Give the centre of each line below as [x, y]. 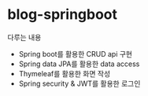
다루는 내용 [24, 37]
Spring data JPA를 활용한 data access [79, 64]
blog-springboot [63, 15]
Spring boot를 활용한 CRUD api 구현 [76, 54]
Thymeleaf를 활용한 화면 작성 [65, 73]
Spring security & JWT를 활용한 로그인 [80, 83]
